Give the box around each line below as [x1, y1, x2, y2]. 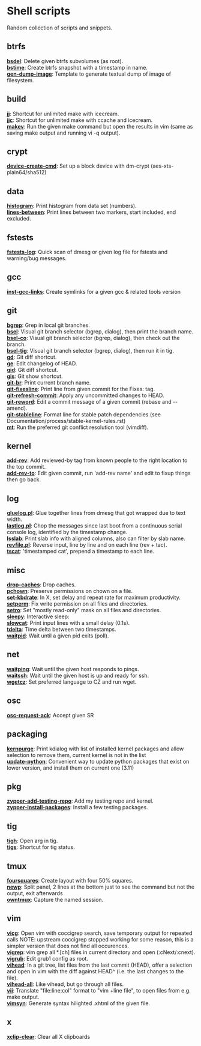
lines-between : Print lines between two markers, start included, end [7, 208, 176, 216]
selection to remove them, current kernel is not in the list [7, 751, 146, 758]
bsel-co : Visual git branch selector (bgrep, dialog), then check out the [7, 334, 180, 341]
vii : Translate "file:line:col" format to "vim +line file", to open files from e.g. [7, 987, 191, 994]
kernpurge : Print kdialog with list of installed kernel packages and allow [7, 745, 184, 752]
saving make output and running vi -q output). [7, 129, 121, 136]
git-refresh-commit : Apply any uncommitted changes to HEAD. [7, 392, 164, 399]
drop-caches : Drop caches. [7, 581, 76, 588]
